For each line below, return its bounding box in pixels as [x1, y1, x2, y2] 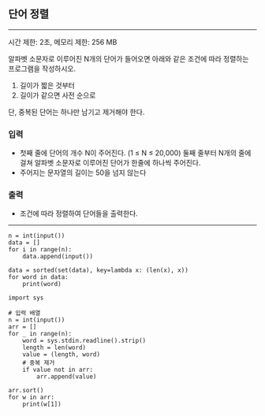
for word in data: [8, 273, 69, 281]
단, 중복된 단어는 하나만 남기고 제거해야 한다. [8, 107, 145, 117]
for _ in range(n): [8, 330, 73, 338]
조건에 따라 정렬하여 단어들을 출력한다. [19, 209, 138, 218]
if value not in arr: [22, 366, 93, 374]
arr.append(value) [36, 373, 97, 381]
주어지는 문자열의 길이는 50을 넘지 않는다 [19, 168, 147, 177]
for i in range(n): [8, 246, 73, 254]
